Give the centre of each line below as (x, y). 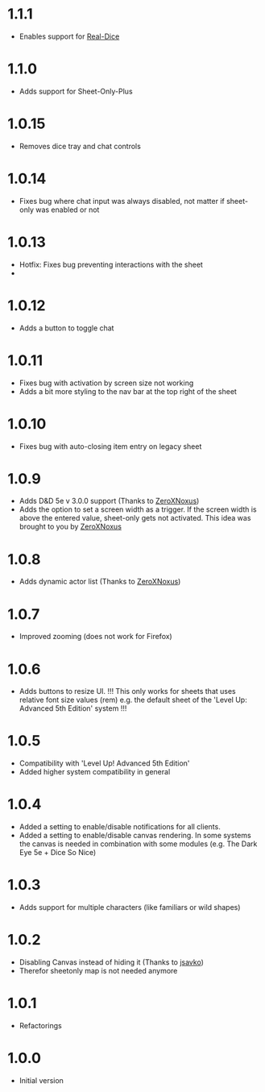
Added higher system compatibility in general (95, 772)
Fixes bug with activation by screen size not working (106, 383)
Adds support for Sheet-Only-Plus (76, 91)
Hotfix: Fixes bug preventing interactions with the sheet (111, 264)
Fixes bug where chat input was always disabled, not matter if (122, 201)
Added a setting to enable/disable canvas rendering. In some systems (135, 836)
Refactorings (40, 1025)
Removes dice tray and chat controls (80, 146)
